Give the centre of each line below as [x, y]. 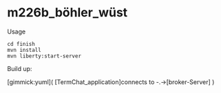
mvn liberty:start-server [44, 56]
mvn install [24, 50]
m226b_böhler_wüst [67, 13]
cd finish [21, 44]
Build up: [20, 68]
